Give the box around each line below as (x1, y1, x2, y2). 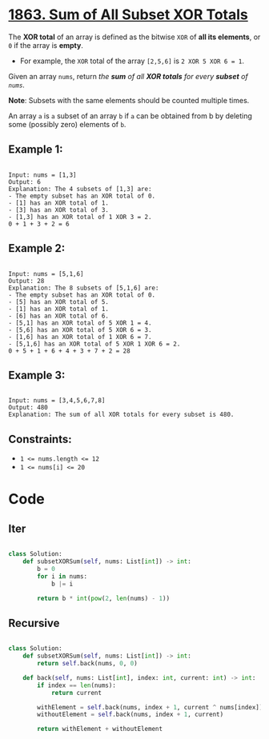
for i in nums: (37, 572, 88, 581)
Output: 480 (8, 404, 48, 412)
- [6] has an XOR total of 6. (8, 312, 110, 320)
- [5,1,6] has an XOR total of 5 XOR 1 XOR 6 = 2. (8, 340, 181, 348)
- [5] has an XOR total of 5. (8, 298, 110, 306)
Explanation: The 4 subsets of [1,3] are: (8, 185, 152, 193)
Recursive (8, 616, 60, 629)
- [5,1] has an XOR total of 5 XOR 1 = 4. (8, 318, 152, 327)
